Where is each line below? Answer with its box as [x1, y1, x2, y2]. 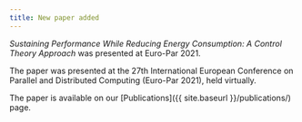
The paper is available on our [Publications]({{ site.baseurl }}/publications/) [9, 92, 291, 103]
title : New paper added [9, 13, 100, 23]
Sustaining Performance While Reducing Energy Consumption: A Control [9, 38, 282, 49]
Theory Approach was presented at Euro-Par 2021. [9, 47, 202, 59]
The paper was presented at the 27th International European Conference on [9, 65, 294, 76]
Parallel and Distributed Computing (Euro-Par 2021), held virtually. [9, 74, 257, 86]
